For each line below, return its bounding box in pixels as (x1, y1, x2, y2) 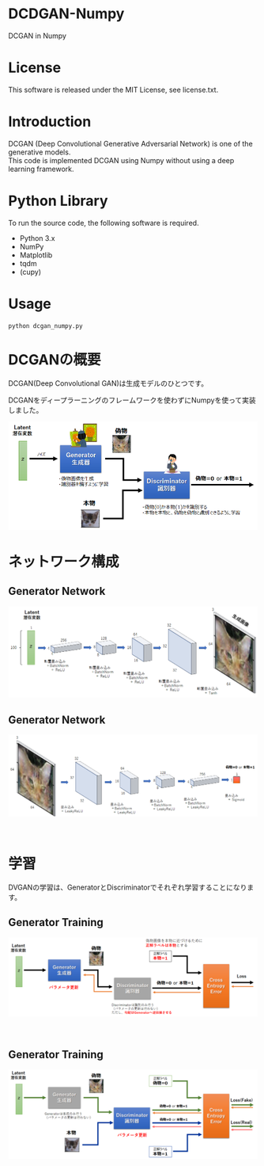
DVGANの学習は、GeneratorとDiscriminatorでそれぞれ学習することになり (8, 882, 247, 892)
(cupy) (19, 267, 42, 276)
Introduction (8, 112, 92, 131)
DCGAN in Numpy (8, 31, 67, 40)
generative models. (8, 147, 71, 157)
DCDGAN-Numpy (8, 5, 125, 23)
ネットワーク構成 (8, 552, 120, 570)
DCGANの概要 (8, 350, 101, 368)
